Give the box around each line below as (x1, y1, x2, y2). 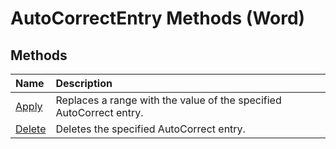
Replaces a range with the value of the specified (55, 93, 282, 107)
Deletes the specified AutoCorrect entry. (55, 122, 246, 136)
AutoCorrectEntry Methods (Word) (10, 7, 306, 30)
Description (55, 77, 113, 90)
